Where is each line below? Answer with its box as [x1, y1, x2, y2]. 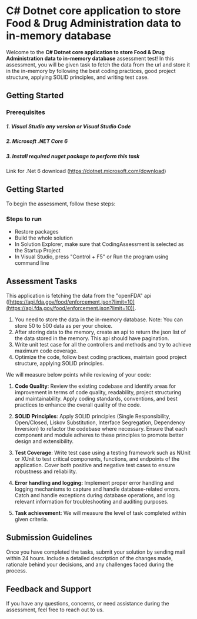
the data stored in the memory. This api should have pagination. [14, 334, 169, 342]
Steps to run [6, 215, 42, 223]
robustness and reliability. [14, 468, 78, 475]
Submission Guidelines [6, 533, 93, 543]
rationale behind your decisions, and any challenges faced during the [6, 561, 174, 568]
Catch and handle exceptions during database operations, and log [14, 491, 175, 498]
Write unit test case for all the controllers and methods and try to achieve [14, 341, 192, 348]
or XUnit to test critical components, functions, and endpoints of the [14, 455, 180, 462]
